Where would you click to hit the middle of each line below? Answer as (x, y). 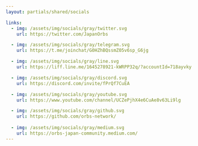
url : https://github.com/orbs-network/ (67, 116)
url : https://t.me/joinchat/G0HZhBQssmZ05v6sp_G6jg (82, 51)
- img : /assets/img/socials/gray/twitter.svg (69, 28)
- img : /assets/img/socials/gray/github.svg (68, 111)
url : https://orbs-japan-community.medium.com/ (77, 133)
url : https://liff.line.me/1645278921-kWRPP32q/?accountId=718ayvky (104, 67)
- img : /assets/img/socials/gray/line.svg (65, 62)
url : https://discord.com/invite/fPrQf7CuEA (73, 83)
